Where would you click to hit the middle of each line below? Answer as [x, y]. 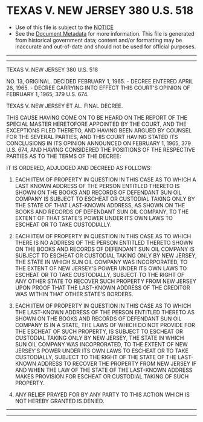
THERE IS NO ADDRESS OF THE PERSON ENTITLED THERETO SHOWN [104, 242]
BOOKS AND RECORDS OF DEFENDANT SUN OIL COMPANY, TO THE [102, 212]
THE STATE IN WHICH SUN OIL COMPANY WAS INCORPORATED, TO [101, 262]
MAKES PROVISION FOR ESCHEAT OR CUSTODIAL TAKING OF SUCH [102, 376]
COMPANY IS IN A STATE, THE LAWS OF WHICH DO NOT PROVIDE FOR [105, 325]
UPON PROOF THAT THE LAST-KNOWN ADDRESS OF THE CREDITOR [102, 287]
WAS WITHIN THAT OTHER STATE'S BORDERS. [74, 294]
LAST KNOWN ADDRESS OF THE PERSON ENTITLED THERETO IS [97, 186]
